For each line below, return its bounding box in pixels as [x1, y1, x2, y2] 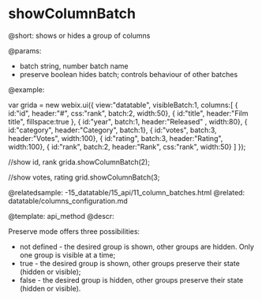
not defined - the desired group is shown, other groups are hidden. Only [19, 242, 255, 251]
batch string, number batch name [19, 61, 129, 71]
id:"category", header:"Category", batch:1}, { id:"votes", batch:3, [8, 125, 217, 135]
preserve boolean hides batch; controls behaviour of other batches [19, 69, 238, 79]
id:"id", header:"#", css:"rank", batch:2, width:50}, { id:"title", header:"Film [8, 108, 249, 118]
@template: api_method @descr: [8, 211, 114, 220]
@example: [8, 84, 45, 94]
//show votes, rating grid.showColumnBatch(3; [8, 172, 160, 182]
